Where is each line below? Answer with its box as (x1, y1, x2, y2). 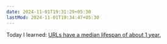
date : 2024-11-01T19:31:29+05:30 (6, 8, 91, 15)
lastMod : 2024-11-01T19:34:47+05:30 (6, 14, 99, 20)
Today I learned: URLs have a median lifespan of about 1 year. (6, 31, 162, 38)
